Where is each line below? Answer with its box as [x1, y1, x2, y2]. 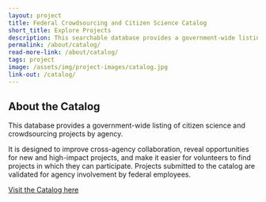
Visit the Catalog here [8, 185, 79, 195]
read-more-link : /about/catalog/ [8, 48, 119, 56]
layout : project [8, 11, 62, 20]
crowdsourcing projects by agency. [8, 129, 123, 139]
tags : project [8, 56, 55, 64]
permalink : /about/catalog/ [8, 41, 101, 49]
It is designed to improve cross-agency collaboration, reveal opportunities [8, 144, 249, 154]
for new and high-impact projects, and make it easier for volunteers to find [8, 153, 251, 162]
